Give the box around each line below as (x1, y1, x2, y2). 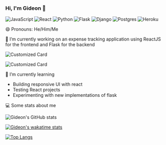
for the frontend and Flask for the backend (5, 42, 95, 48)
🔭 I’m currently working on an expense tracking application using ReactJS (5, 36, 161, 43)
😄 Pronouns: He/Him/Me (5, 26, 59, 32)
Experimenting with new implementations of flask (12, 92, 117, 98)
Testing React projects (12, 87, 60, 93)
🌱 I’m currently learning (5, 71, 55, 77)
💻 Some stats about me (5, 102, 56, 109)
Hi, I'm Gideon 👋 (5, 5, 46, 12)
